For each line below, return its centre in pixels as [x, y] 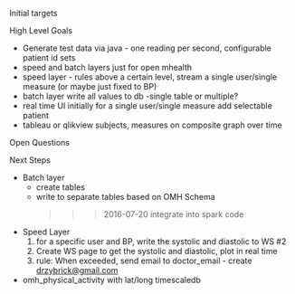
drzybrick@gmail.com [77, 270]
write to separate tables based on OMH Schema [125, 197]
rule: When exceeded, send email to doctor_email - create [144, 261]
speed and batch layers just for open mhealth [107, 67]
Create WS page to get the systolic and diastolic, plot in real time [157, 251]
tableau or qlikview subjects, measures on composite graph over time [152, 125]
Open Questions [40, 142]
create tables [61, 187]
